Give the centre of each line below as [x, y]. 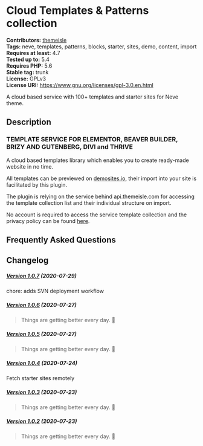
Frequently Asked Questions [61, 240]
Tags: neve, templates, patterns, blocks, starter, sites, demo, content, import [101, 47]
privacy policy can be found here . [48, 221]
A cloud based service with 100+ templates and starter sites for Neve [92, 97]
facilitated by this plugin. [37, 184]
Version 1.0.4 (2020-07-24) [42, 363]
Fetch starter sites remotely [40, 378]
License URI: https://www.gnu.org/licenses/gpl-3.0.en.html [80, 85]
